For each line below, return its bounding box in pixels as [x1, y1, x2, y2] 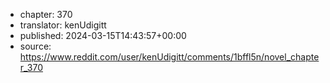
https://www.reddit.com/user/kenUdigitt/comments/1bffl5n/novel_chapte [19, 51, 320, 63]
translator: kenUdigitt [19, 19, 107, 31]
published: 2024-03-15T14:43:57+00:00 [19, 30, 187, 41]
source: [19, 40, 52, 52]
